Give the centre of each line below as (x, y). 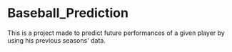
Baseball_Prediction (68, 13)
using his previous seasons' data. (56, 40)
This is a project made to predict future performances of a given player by (116, 33)
